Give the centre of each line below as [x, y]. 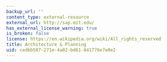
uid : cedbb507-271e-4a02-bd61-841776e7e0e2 [61, 50]
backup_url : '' [25, 12]
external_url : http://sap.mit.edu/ [50, 22]
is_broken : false [28, 34]
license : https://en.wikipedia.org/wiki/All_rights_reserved [84, 39]
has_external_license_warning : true [52, 28]
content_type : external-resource [48, 17]
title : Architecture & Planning [46, 45]
